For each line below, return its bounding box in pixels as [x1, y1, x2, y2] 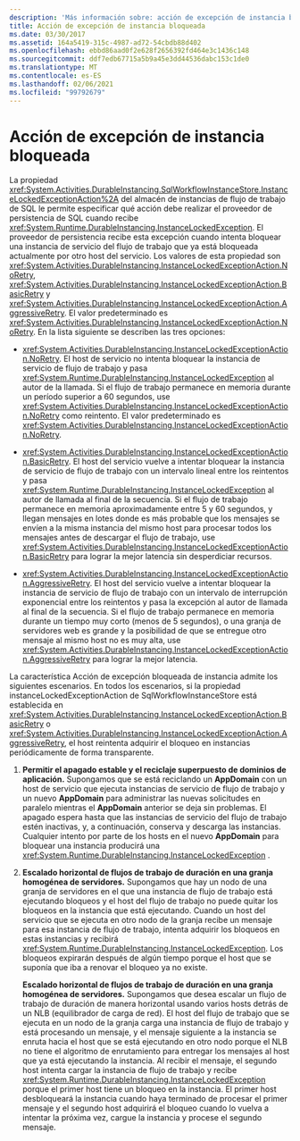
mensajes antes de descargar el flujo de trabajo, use [21, 533, 216, 543]
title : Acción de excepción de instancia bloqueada [9, 21, 205, 30]
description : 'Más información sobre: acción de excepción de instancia [9, 13, 286, 22]
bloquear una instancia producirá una [21, 841, 161, 852]
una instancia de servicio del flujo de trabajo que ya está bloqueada [9, 241, 259, 252]
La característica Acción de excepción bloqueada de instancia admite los [9, 671, 279, 682]
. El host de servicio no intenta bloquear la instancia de [59, 354, 261, 365]
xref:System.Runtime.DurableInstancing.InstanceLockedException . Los [21, 944, 284, 954]
